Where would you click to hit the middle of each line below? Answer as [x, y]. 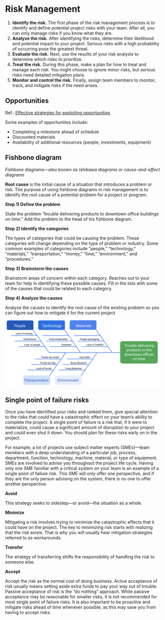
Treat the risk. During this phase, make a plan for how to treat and [79, 64]
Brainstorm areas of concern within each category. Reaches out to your [77, 278]
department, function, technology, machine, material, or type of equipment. [81, 458]
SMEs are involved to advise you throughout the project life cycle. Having [79, 463]
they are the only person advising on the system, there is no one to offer [78, 478]
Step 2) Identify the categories [37, 228]
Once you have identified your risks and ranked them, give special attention [82, 412]
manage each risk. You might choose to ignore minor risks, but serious [84, 69]
